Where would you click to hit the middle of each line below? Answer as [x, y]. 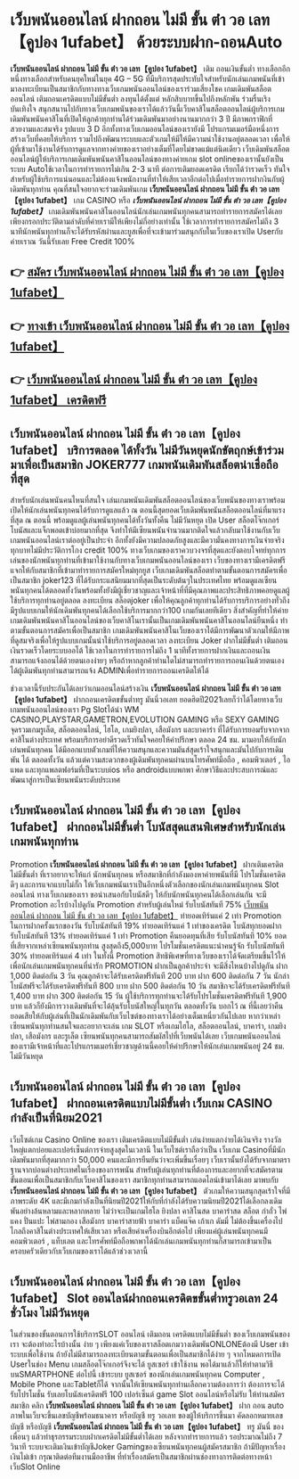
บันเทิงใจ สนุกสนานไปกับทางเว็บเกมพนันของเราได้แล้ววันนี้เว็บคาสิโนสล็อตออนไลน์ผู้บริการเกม [148, 109]
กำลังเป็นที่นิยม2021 [57, 1118]
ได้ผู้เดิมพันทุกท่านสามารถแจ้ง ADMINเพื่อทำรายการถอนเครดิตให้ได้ [110, 670]
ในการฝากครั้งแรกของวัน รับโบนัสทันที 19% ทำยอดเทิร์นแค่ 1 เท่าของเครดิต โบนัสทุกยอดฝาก [146, 925]
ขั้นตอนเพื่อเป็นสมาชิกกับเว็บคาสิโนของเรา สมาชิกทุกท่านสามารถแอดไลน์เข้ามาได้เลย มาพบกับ [145, 1179]
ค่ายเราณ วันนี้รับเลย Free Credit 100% [73, 241]
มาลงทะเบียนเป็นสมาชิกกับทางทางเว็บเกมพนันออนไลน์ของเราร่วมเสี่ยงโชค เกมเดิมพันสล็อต [141, 88]
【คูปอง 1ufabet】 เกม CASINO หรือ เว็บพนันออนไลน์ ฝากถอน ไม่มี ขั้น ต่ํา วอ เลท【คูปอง [148, 200]
